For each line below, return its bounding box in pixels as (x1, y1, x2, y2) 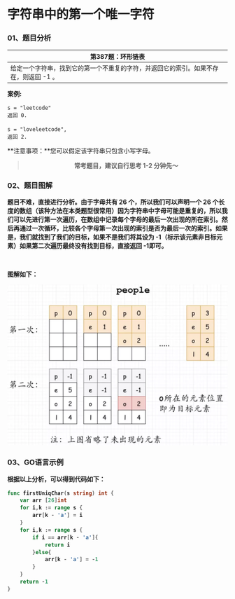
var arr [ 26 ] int (20, 497, 68, 504)
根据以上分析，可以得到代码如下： (7, 474, 106, 483)
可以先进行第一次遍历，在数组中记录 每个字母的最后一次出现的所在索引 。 (13, 215, 222, 224)
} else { (32, 549, 52, 556)
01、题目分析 (7, 33, 51, 43)
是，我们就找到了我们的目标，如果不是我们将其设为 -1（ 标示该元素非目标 (7, 233, 217, 242)
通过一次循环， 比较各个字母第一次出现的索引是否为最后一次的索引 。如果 (19, 224, 228, 233)
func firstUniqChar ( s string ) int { (7, 490, 114, 497)
